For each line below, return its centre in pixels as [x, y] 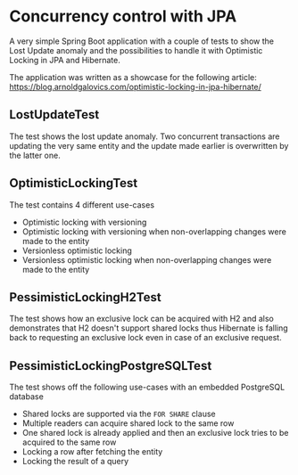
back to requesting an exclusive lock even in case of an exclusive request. [146, 338]
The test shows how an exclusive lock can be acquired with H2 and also [142, 319]
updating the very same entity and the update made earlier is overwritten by [149, 145]
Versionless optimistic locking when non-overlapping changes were [147, 259]
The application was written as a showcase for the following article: [133, 77]
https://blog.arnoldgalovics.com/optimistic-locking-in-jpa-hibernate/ [135, 86]
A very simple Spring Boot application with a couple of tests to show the [142, 41]
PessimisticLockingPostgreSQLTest [111, 366]
